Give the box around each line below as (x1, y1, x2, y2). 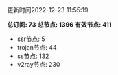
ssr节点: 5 (16, 35, 46, 43)
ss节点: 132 (16, 52, 49, 60)
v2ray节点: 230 (16, 61, 60, 68)
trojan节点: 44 (16, 44, 57, 51)
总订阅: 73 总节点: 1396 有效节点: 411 (7, 20, 112, 29)
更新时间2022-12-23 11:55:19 (7, 6, 88, 14)
